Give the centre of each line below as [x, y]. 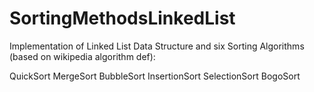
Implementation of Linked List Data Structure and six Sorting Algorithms [157, 46]
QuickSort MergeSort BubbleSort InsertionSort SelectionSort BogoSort [155, 76]
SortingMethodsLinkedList [122, 18]
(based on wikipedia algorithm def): [82, 56]
